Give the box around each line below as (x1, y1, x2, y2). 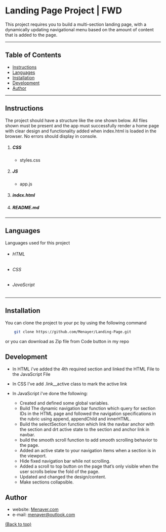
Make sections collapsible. (19, 479, 74, 485)
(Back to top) (5, 521, 32, 528)
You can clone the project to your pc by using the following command (5, 320, 147, 326)
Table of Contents (5, 51, 62, 59)
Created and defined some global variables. (19, 400, 109, 406)
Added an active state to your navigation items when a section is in (19, 447, 156, 453)
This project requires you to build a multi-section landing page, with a (5, 21, 147, 27)
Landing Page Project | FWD (5, 5, 122, 16)
